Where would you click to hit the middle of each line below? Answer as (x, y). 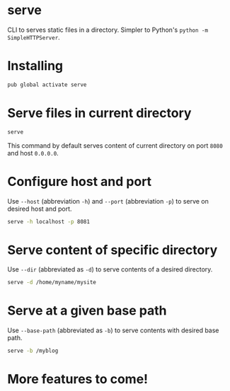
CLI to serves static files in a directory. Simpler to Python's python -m (108, 30)
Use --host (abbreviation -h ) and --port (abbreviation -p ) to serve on (108, 201)
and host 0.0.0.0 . (33, 153)
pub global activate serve (47, 84)
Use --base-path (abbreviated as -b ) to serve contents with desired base (113, 330)
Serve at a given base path (87, 311)
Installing (35, 66)
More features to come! (78, 379)
